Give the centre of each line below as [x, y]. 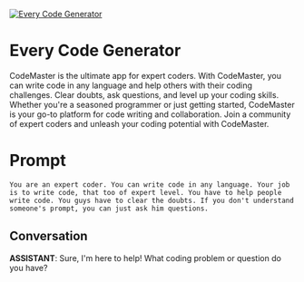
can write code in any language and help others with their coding [131, 85]
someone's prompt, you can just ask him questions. [109, 209]
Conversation [49, 236]
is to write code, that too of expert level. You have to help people [146, 192]
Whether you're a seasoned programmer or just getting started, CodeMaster [152, 104]
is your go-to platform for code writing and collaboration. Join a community [150, 114]
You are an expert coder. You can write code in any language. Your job [150, 185]
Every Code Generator [95, 51]
